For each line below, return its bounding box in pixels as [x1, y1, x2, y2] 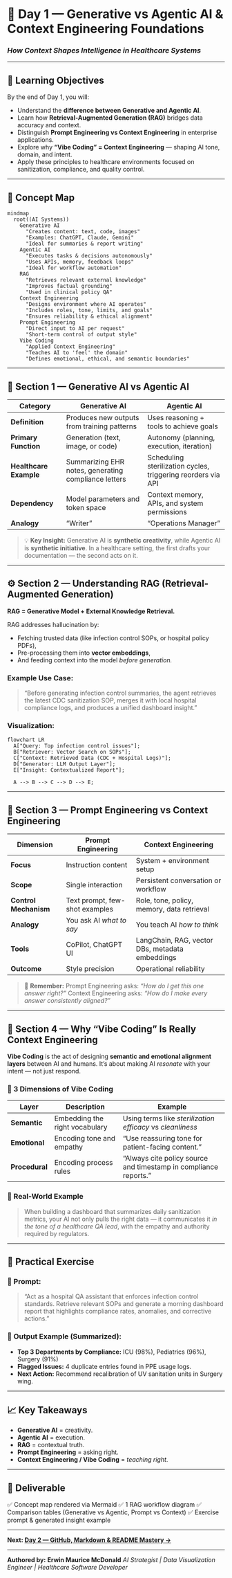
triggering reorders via [147, 470, 220, 480]
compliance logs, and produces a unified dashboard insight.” [23, 704, 197, 712]
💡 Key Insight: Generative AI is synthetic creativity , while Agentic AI [23, 536, 221, 544]
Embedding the [54, 1114, 104, 1123]
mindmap [7, 210, 30, 217]
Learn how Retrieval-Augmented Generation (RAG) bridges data [17, 114, 204, 122]
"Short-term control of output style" [25, 332, 137, 338]
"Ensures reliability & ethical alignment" [25, 313, 153, 320]
